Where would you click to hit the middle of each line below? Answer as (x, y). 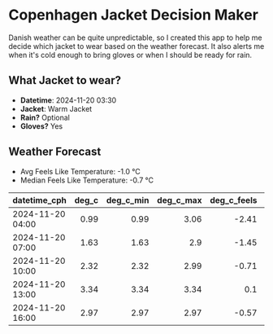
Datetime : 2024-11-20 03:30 (68, 100)
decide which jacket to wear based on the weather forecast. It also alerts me (136, 46)
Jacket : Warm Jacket (56, 108)
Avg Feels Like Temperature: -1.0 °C (80, 171)
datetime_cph (40, 200)
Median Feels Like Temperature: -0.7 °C (87, 180)
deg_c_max (180, 200)
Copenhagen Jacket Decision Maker (133, 15)
